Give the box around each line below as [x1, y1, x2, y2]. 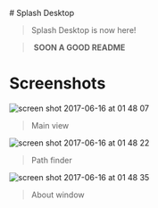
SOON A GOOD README [33, 42, 126, 53]
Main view [30, 120, 70, 130]
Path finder [30, 154, 73, 165]
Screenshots [9, 73, 106, 94]
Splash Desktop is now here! [30, 25, 137, 35]
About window [30, 189, 85, 200]
